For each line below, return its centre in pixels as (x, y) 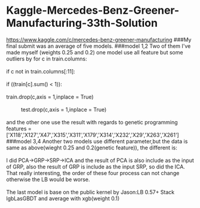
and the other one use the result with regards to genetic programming (92, 122)
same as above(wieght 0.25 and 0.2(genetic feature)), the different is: (92, 148)
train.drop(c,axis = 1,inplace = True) (50, 97)
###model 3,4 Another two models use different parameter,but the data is (97, 141)
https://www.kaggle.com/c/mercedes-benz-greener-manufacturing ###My (99, 39)
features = (19, 129)
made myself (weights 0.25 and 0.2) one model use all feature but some (95, 52)
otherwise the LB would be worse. (48, 179)
